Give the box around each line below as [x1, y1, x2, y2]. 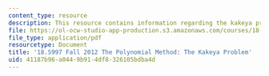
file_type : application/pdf [8, 33, 102, 42]
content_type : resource [8, 11, 88, 20]
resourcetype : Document [8, 41, 88, 49]
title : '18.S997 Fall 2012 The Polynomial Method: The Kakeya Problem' [8, 48, 252, 56]
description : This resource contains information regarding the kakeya [8, 19, 252, 27]
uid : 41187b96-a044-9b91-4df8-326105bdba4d [8, 56, 156, 64]
